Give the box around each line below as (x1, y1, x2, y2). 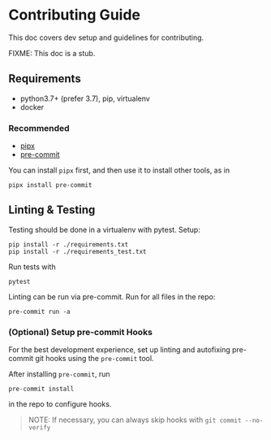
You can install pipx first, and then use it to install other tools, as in (8, 165, 230, 176)
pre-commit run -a (8, 307, 71, 316)
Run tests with (8, 262, 56, 272)
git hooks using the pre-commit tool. (35, 354, 154, 364)
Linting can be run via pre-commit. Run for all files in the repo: (8, 291, 216, 302)
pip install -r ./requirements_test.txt (8, 247, 148, 255)
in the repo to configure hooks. (8, 399, 112, 409)
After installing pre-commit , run (8, 369, 111, 379)
